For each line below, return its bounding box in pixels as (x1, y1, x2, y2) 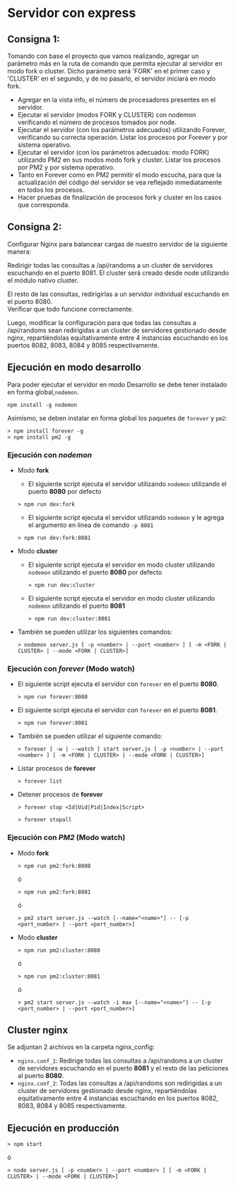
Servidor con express (7, 5, 136, 21)
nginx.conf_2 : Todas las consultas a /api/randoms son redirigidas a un (17, 1079, 223, 1087)
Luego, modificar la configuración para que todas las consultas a (7, 318, 196, 326)
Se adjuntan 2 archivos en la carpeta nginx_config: (7, 1043, 155, 1051)
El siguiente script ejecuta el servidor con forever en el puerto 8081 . (17, 706, 218, 714)
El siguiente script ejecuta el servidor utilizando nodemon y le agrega (28, 513, 225, 521)
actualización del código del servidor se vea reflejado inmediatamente (17, 178, 223, 187)
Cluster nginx (7, 1024, 69, 1036)
